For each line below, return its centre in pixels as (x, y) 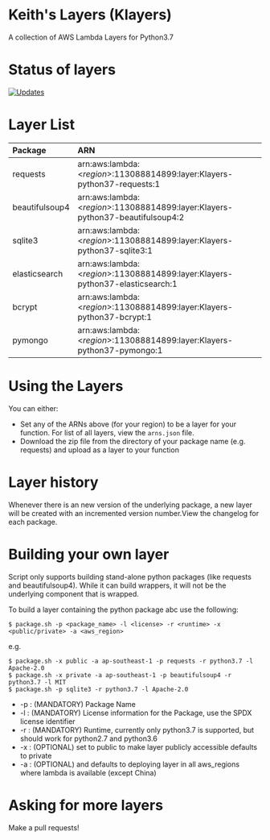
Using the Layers (66, 386)
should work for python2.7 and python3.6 (89, 738)
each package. (33, 522)
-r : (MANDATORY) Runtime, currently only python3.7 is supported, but (137, 730)
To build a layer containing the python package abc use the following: (123, 609)
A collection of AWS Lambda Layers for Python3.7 (91, 37)
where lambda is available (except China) (88, 772)
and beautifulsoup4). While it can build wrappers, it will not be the (117, 585)
